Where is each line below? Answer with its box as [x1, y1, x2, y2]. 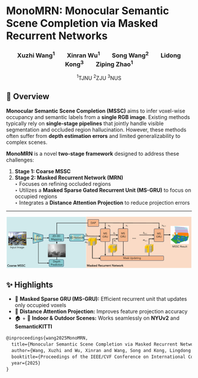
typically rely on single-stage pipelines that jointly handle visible [6, 120, 164, 127]
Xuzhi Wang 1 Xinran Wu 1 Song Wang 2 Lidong [16, 50, 181, 60]
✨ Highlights [6, 280, 53, 290]
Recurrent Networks [6, 29, 108, 42]
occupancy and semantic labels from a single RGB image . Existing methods [6, 113, 190, 120]
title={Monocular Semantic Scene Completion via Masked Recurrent [11, 341, 178, 347]
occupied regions [14, 193, 58, 200]
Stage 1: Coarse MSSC [14, 167, 71, 175]
